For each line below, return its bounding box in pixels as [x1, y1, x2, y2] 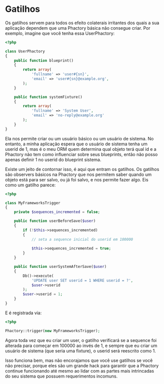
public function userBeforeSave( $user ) [14, 218, 96, 223]
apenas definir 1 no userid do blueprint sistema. [5, 157, 102, 163]
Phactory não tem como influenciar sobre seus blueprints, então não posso [5, 151, 158, 157]
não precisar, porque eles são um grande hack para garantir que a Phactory [5, 362, 159, 369]
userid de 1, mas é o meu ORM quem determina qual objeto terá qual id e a [5, 146, 157, 152]
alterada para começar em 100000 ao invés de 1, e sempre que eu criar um [5, 342, 158, 348]
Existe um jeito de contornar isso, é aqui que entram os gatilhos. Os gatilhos [5, 166, 160, 172]
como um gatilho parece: [5, 182, 56, 188]
